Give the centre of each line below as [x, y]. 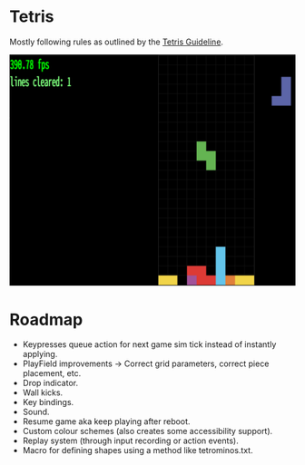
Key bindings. [48, 402]
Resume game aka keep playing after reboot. [106, 421]
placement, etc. [52, 373]
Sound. [36, 412]
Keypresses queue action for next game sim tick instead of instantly [149, 344]
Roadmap [46, 320]
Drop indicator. [50, 383]
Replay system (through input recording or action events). [130, 441]
